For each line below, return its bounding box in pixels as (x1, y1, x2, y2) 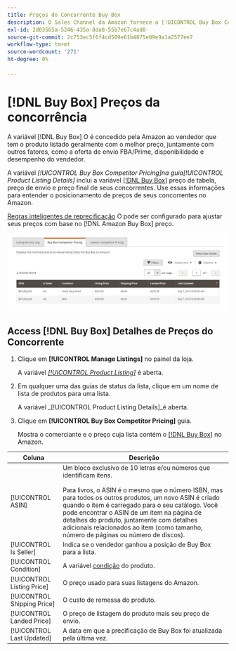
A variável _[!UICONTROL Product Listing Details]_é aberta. (17, 403, 189, 412)
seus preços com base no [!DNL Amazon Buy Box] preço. (7, 219, 174, 228)
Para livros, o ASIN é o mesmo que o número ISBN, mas (63, 485, 223, 494)
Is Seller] (10, 548, 37, 556)
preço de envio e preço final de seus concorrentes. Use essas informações (7, 183, 225, 192)
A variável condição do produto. (63, 561, 155, 570)
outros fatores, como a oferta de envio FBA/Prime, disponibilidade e (7, 147, 204, 156)
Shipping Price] (10, 599, 55, 607)
